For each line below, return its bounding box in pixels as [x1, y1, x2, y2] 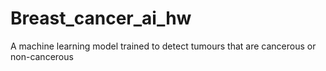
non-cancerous [10, 50, 74, 62]
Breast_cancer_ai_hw [10, 7, 192, 30]
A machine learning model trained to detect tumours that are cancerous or [10, 40, 317, 52]
